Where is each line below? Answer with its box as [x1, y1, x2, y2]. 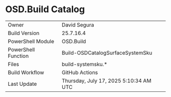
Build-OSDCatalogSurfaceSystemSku [62, 49, 153, 56]
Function [8, 52, 29, 59]
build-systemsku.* [62, 60, 108, 68]
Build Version [8, 29, 40, 37]
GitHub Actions [62, 69, 98, 76]
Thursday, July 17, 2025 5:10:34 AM [62, 77, 152, 84]
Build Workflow [8, 69, 44, 76]
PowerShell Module [8, 38, 54, 45]
